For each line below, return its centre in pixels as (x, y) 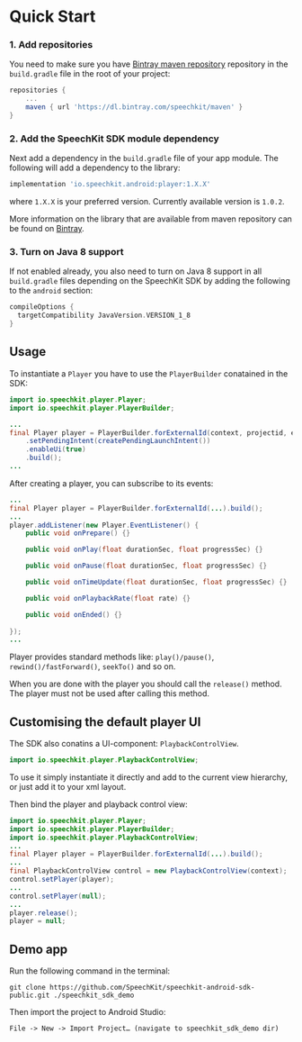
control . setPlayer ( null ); (58, 896)
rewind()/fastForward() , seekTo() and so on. (93, 666)
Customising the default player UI (105, 722)
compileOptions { (42, 307)
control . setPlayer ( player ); (62, 880)
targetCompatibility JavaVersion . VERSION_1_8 (104, 316)
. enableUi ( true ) (56, 449)
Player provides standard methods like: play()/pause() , (112, 657)
